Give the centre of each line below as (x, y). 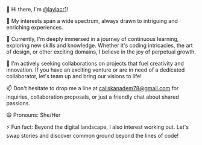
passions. (18, 103)
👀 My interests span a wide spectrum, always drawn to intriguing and (92, 21)
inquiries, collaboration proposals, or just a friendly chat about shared (93, 97)
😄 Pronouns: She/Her (33, 115)
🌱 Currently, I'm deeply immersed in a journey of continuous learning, (93, 39)
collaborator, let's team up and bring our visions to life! (74, 76)
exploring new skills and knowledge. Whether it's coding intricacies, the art (99, 45)
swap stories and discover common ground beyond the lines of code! (93, 136)
